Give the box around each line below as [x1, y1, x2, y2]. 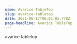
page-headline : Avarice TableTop [5, 20, 73, 26]
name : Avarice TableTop [5, 7, 53, 12]
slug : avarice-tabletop [5, 12, 53, 16]
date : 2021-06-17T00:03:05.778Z [5, 16, 70, 21]
